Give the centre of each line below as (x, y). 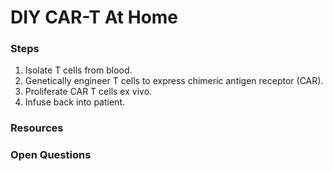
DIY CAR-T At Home (94, 17)
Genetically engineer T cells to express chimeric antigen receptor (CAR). (174, 81)
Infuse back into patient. (74, 102)
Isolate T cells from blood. (78, 70)
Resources (37, 128)
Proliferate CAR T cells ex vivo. (88, 92)
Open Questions (51, 155)
